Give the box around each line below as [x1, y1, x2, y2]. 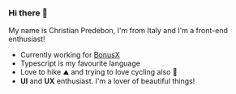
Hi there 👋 [8, 7, 49, 19]
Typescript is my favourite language [19, 58, 140, 68]
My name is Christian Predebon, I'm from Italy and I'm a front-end [8, 26, 229, 36]
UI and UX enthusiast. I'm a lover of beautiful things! [19, 76, 195, 86]
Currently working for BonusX [19, 50, 120, 60]
